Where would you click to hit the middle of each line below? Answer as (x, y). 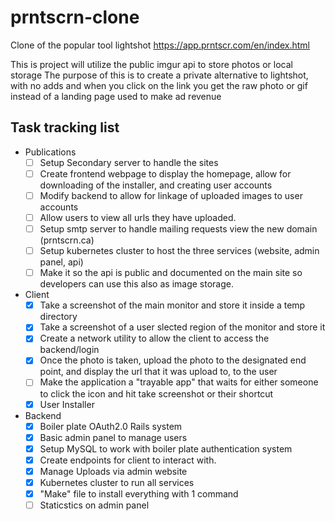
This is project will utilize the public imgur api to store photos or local (151, 64)
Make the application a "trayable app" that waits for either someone (179, 382)
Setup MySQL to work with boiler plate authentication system (166, 448)
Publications (50, 152)
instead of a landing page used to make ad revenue (116, 96)
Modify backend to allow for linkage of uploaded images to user (171, 195)
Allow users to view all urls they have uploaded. (138, 217)
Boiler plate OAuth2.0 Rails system (111, 426)
